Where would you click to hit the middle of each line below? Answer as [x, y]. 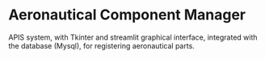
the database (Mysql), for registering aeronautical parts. [102, 45]
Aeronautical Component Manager [127, 15]
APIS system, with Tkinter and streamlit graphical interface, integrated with [133, 37]
